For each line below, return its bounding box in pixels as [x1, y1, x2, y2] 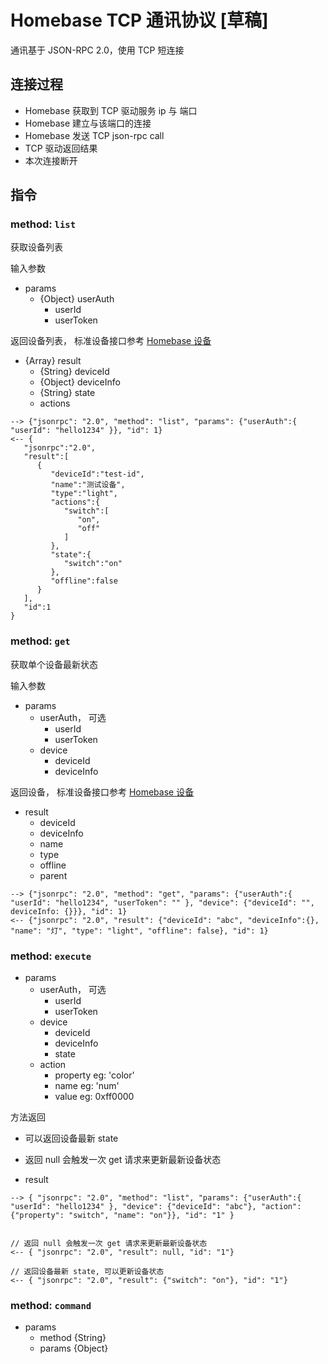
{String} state [39, 387, 96, 399]
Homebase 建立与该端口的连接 [24, 117, 152, 129]
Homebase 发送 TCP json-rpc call [24, 129, 165, 141]
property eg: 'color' [54, 1069, 135, 1081]
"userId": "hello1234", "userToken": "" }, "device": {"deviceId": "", [10, 897, 315, 908]
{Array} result [24, 355, 82, 367]
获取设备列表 [10, 241, 63, 253]
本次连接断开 [24, 154, 78, 166]
